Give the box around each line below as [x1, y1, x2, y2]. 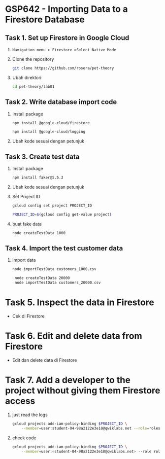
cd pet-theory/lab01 [12, 84, 55, 89]
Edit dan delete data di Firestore [12, 357, 77, 363]
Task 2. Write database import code [5, 98, 117, 106]
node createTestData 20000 [14, 276, 70, 281]
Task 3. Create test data [5, 152, 80, 161]
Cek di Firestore [12, 313, 45, 319]
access [5, 395, 35, 407]
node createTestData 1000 [12, 230, 66, 235]
